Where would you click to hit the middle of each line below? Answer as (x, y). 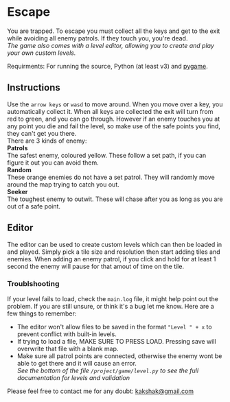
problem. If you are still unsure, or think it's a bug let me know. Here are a (111, 306)
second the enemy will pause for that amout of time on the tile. (95, 266)
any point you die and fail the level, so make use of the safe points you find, (114, 126)
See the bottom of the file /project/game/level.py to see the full (108, 370)
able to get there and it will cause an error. (77, 363)
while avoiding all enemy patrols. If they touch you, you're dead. (97, 38)
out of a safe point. (34, 206)
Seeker (18, 191)
